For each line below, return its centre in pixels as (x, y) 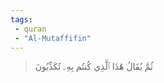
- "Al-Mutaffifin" (53, 38)
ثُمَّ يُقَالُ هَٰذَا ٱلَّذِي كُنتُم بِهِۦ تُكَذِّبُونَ (93, 67)
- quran (30, 29)
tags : (21, 19)
